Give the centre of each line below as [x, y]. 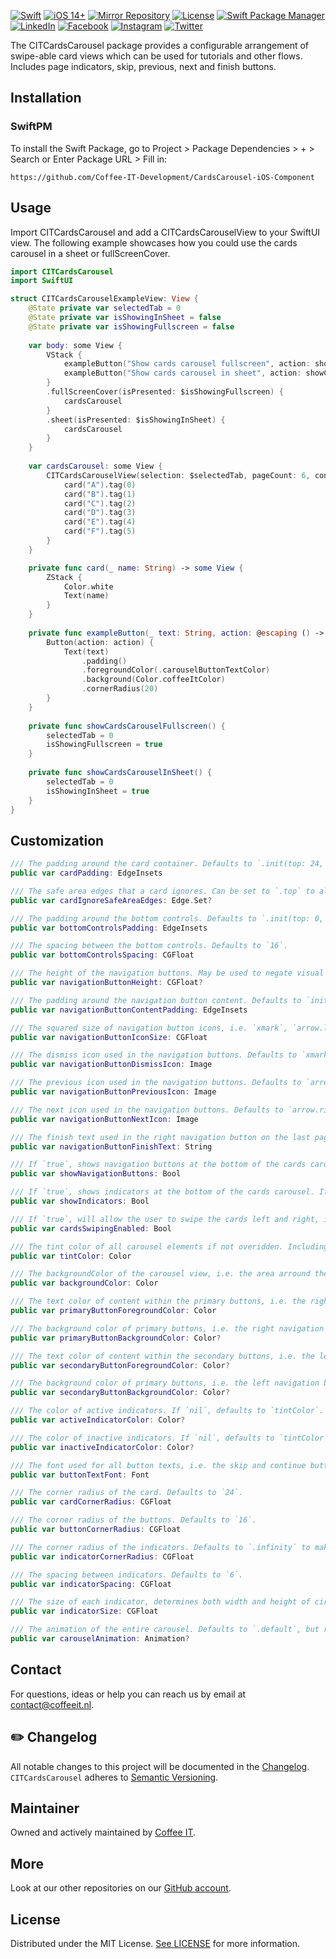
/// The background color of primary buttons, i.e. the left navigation [165, 1383]
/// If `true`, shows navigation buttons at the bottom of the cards [158, 1165]
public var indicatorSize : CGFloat [84, 1611]
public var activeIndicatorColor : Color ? [98, 1420]
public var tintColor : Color [71, 1256]
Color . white [88, 586]
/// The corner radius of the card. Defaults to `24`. [127, 1493]
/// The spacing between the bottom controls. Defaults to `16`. [149, 946]
